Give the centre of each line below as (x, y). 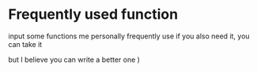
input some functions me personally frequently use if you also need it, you (129, 36)
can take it (25, 44)
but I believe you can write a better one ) (74, 59)
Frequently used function (93, 14)
